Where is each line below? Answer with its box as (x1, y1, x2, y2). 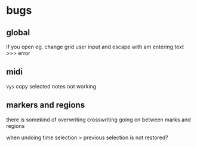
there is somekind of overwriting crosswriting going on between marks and (6, 116, 191, 123)
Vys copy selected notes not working (6, 82, 97, 90)
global (6, 27, 30, 38)
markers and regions (6, 100, 85, 111)
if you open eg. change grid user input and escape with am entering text (6, 43, 184, 50)
